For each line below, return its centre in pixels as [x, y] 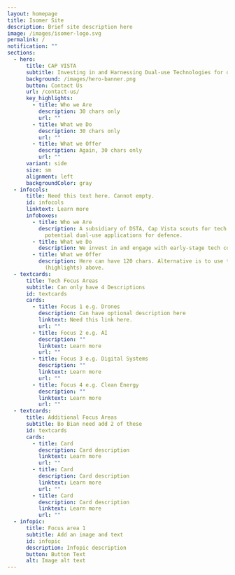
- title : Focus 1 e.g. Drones [76, 307]
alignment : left [49, 176]
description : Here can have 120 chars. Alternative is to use [131, 261]
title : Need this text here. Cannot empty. [90, 196]
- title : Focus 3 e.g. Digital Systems [91, 359]
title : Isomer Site [36, 20]
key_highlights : [49, 99]
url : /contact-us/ [52, 92]
